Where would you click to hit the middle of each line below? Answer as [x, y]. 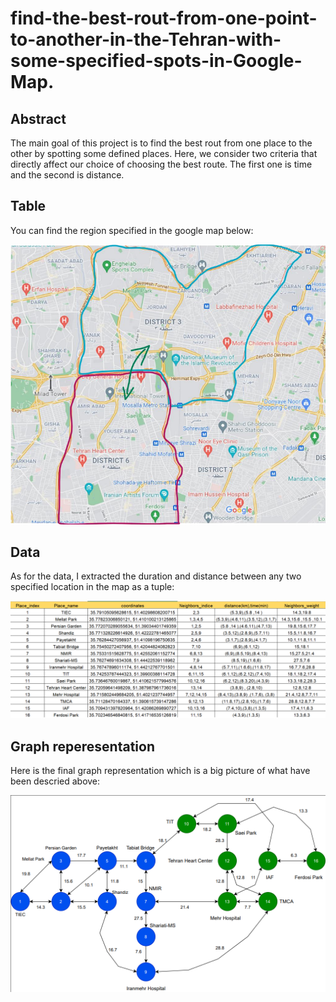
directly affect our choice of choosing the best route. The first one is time [161, 164]
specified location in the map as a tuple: [92, 587]
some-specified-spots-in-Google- [156, 61]
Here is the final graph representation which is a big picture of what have [160, 771]
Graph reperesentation [83, 746]
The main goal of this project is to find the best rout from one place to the [161, 143]
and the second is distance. [67, 175]
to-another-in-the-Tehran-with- [146, 39]
